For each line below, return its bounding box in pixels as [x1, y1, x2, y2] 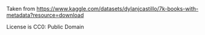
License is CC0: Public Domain [6, 24, 84, 30]
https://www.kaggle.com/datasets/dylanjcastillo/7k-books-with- [36, 5, 199, 12]
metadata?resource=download [6, 11, 84, 19]
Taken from [6, 5, 36, 12]
